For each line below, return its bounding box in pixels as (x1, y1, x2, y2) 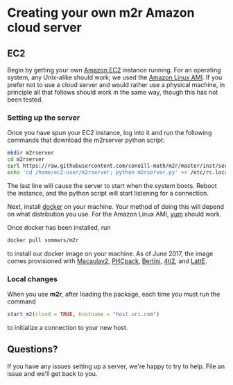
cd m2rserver (7, 156, 45, 163)
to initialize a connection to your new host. (7, 323, 128, 331)
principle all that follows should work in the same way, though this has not (7, 88, 218, 96)
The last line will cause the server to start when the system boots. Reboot (7, 181, 217, 189)
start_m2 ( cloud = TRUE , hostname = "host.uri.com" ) (7, 311, 159, 317)
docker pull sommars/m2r (7, 237, 79, 244)
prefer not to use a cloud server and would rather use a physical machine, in (7, 81, 225, 88)
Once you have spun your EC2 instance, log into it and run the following (7, 129, 212, 137)
